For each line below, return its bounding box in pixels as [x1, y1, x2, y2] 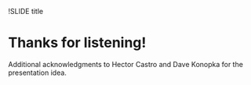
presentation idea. [8, 68, 67, 77]
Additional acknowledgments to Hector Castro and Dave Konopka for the [8, 59, 243, 69]
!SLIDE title [8, 7, 44, 16]
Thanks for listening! [8, 34, 147, 51]
